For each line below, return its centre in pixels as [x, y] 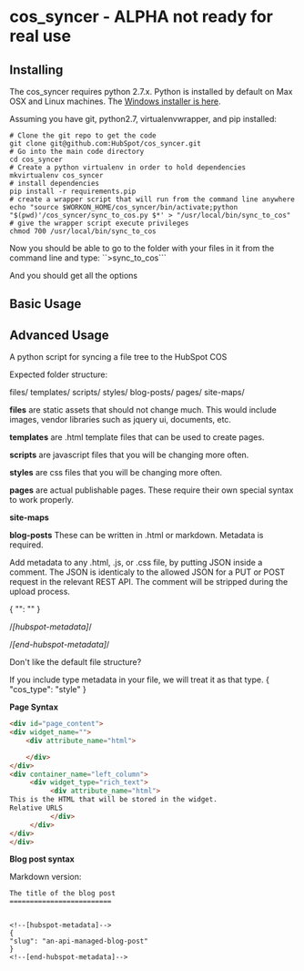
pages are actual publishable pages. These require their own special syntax [152, 490]
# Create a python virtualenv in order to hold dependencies [128, 168]
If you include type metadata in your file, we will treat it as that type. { [140, 680]
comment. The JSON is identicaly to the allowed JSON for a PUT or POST [147, 572]
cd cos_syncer [36, 159]
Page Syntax [34, 707]
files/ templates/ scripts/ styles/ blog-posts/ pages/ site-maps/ [127, 393]
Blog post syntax [42, 859]
